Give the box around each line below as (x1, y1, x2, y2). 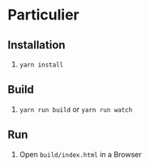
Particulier (7, 6, 79, 24)
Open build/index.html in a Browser (19, 149, 142, 159)
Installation (7, 38, 66, 52)
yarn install (19, 61, 64, 69)
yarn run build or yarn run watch (19, 104, 133, 114)
